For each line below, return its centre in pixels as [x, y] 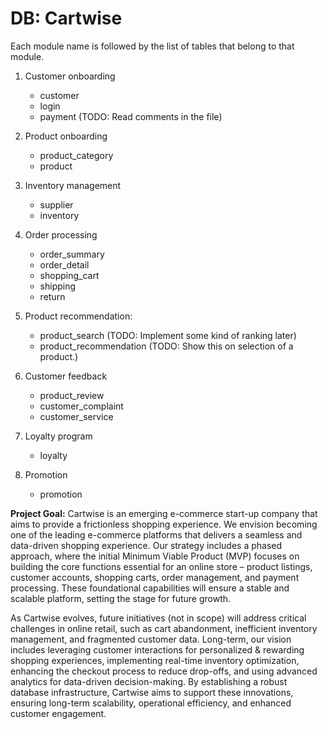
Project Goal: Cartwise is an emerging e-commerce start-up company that [164, 513]
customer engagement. [58, 713]
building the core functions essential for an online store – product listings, [161, 566]
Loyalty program [58, 436]
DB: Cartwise [66, 18]
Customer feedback [66, 376]
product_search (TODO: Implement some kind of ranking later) [168, 335]
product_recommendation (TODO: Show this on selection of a [166, 346]
